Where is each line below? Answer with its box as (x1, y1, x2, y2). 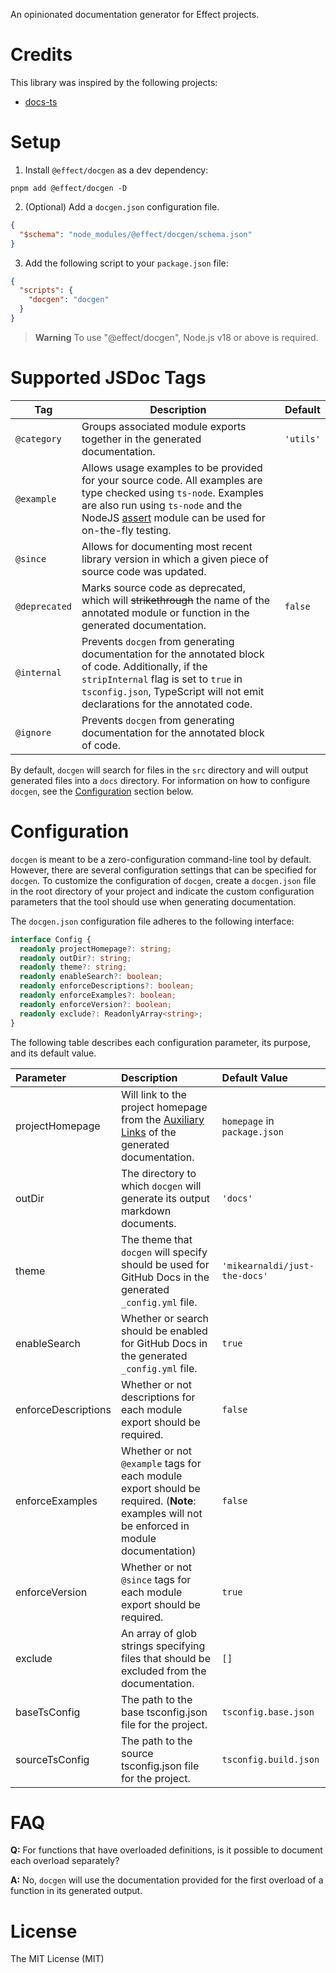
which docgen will (120, 1179, 202, 1193)
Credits (10, 44, 73, 66)
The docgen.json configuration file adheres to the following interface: (10, 915, 295, 927)
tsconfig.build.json (221, 1754, 320, 1765)
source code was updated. (81, 564, 207, 578)
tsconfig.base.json (221, 1706, 315, 1718)
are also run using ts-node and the (81, 498, 243, 512)
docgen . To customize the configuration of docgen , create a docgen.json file (10, 874, 317, 886)
